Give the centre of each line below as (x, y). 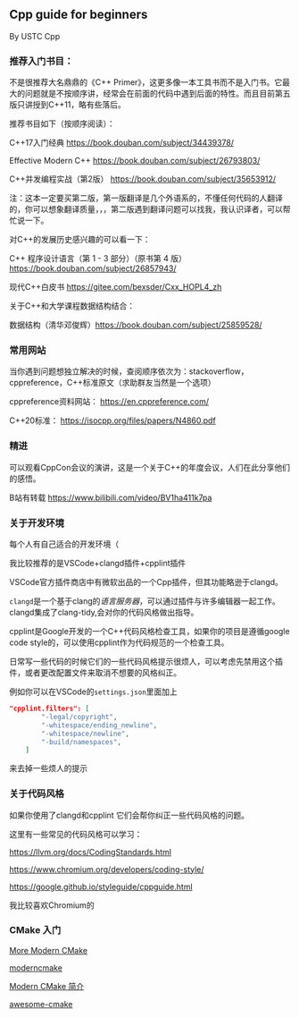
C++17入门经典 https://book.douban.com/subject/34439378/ (122, 143)
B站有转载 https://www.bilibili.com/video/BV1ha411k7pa (111, 497)
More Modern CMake (48, 950)
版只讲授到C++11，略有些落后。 (68, 105)
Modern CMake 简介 (47, 986)
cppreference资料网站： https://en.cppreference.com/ (109, 402)
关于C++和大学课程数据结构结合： (72, 306)
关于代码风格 (37, 793)
